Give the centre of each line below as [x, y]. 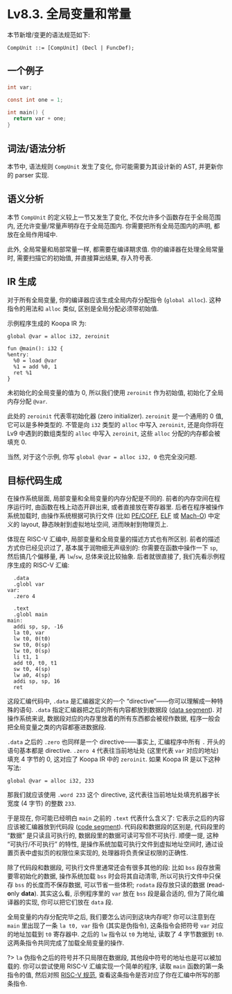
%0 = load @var [35, 360]
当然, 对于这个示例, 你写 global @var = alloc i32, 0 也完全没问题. [102, 456]
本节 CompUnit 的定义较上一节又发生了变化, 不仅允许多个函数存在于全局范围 [114, 217]
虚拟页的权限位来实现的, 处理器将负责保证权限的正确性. [110, 853]
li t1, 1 [26, 657]
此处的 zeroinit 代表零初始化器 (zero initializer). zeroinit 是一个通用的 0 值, [115, 416]
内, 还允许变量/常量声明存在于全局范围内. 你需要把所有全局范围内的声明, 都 [114, 225]
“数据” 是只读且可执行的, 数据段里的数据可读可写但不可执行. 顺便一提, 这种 [113, 835]
